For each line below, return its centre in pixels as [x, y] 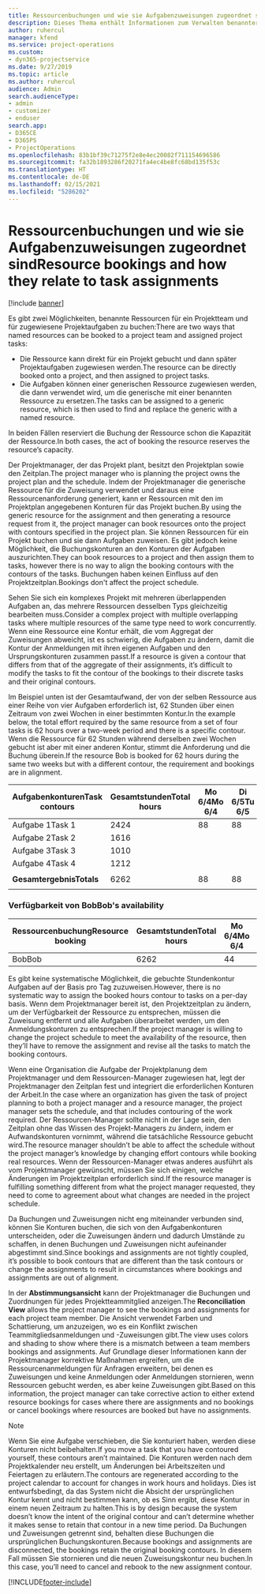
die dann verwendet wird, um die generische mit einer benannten [126, 392]
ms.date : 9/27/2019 [40, 67]
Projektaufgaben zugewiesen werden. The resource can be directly [128, 367]
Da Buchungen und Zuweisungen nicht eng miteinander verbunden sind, [126, 1219]
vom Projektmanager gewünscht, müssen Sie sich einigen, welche [116, 1170]
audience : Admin [35, 89]
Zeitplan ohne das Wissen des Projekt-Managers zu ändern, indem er [121, 1128]
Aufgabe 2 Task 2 [44, 838]
